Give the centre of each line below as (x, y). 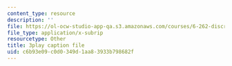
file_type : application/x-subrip (55, 33)
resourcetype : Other (37, 39)
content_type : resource (41, 13)
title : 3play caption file (46, 45)
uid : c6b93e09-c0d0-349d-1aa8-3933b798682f (71, 52)
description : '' (30, 20)
